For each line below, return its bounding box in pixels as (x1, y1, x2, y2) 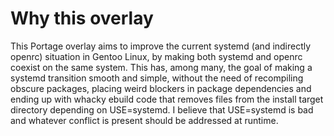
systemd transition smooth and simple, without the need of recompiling (10, 72, 304, 84)
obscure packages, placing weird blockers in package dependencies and (10, 82, 312, 94)
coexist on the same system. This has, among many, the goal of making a (10, 61, 313, 73)
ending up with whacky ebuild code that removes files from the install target (10, 93, 324, 105)
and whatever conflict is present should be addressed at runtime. (10, 114, 279, 126)
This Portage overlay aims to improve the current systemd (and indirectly (10, 40, 312, 52)
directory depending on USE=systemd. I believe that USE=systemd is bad (10, 103, 314, 116)
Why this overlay (10, 7, 154, 30)
